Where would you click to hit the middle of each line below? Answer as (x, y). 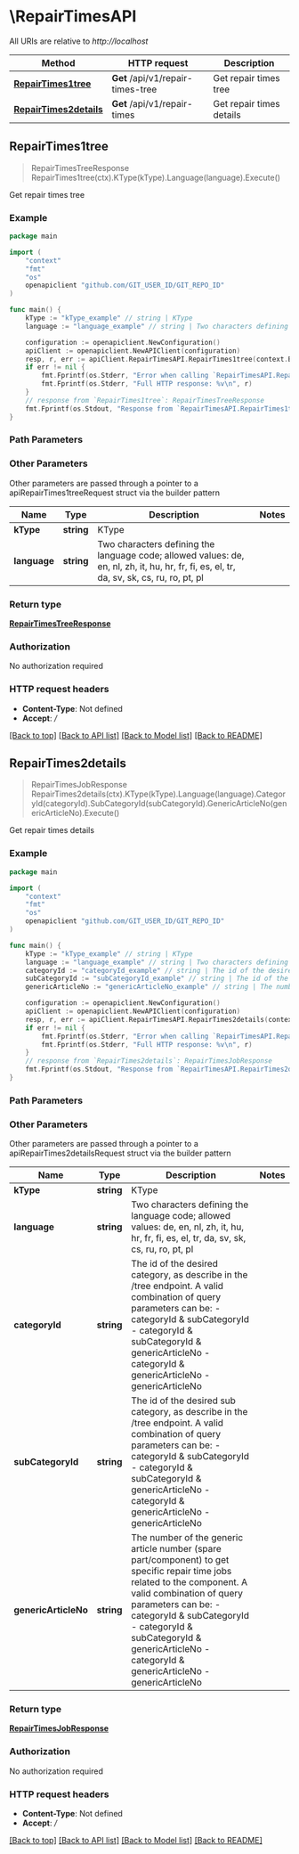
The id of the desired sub (183, 1401)
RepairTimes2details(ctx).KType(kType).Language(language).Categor (158, 794)
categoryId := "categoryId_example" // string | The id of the (145, 970)
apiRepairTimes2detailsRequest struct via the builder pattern (120, 1153)
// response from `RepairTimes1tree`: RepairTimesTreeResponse (145, 400)
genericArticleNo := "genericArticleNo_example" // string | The (149, 987)
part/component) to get (180, 1560)
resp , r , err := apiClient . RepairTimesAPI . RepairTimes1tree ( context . (157, 359)
